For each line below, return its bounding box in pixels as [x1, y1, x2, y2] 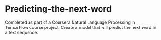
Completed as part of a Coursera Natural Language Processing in [5, 19, 135, 25]
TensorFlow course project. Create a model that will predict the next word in [5, 24, 157, 30]
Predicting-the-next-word [5, 3, 112, 14]
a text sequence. [5, 29, 39, 35]
